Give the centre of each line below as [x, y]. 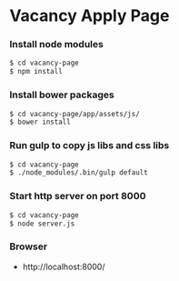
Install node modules [57, 45]
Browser [29, 246]
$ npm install [36, 72]
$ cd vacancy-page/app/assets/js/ [75, 114]
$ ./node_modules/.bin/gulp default [79, 173]
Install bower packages [62, 95]
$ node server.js [42, 224]
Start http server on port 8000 [78, 196]
